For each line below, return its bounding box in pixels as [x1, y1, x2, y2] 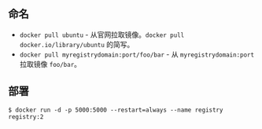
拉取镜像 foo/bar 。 [19, 59, 81, 68]
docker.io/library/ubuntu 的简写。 [19, 39, 135, 49]
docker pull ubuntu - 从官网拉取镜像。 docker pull [19, 30, 185, 39]
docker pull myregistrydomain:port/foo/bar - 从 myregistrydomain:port [19, 50, 254, 59]
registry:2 [8, 112, 44, 120]
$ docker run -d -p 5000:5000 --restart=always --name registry [8, 105, 223, 114]
